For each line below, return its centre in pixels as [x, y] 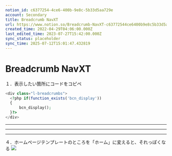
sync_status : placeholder [33, 39]
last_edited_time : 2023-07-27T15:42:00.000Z [53, 34]
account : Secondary [26, 15]
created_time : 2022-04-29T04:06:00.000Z [49, 29]
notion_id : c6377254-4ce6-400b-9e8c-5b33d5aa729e [59, 10]
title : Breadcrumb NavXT [32, 19]
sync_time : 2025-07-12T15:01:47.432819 [48, 44]
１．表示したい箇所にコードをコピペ [44, 84]
